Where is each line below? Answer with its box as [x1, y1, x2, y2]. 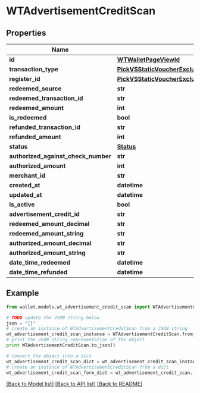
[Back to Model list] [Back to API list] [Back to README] [6, 381, 143, 388]
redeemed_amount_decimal [9, 220, 90, 228]
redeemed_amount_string [9, 229, 84, 237]
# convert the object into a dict [6, 353, 92, 359]
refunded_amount [9, 133, 61, 141]
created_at [9, 181, 40, 189]
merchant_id [9, 171, 46, 180]
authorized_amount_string [9, 249, 86, 257]
